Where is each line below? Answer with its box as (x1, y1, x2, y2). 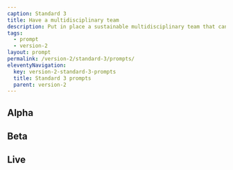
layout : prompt (7, 49, 51, 56)
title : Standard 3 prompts (13, 74, 92, 82)
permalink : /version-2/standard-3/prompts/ (7, 56, 135, 62)
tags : (7, 29, 23, 37)
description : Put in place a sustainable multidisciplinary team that (7, 23, 216, 30)
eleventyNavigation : (7, 62, 67, 69)
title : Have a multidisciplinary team (7, 17, 119, 24)
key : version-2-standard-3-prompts (13, 68, 116, 75)
